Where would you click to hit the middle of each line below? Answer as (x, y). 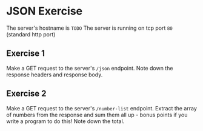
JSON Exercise (45, 11)
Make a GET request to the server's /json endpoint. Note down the (90, 68)
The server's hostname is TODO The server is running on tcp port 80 (89, 28)
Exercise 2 (26, 94)
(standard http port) (31, 34)
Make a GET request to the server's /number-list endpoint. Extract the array (101, 108)
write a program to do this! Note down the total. (65, 121)
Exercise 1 (26, 54)
